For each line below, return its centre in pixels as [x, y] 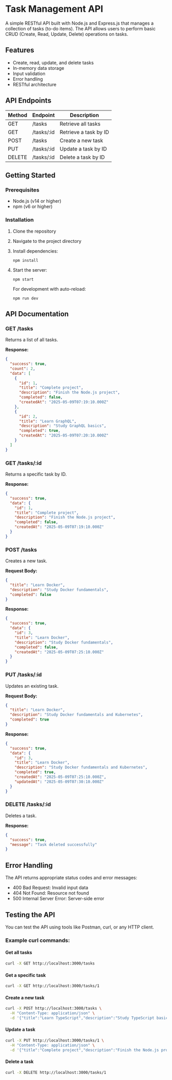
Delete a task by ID [82, 157]
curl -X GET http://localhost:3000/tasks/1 [52, 986]
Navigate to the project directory [47, 241]
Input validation [29, 73]
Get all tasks [19, 953]
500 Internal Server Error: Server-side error [58, 899]
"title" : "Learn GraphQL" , [48, 421]
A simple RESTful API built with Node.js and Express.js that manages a [80, 23]
